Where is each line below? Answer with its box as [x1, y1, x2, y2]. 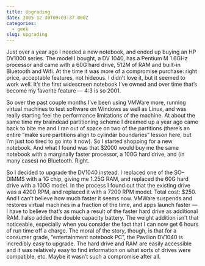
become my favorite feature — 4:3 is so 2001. [6, 87, 121, 94]
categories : [6, 20, 37, 26]
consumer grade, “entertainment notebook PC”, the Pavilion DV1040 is [6, 234, 183, 241]
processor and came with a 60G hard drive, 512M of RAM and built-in [6, 61, 181, 69]
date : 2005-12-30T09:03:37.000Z [6, 15, 88, 21]
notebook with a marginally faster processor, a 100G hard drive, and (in [6, 150, 185, 158]
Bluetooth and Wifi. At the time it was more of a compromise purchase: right [6, 68, 197, 75]
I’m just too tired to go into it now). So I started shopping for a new [6, 138, 173, 145]
